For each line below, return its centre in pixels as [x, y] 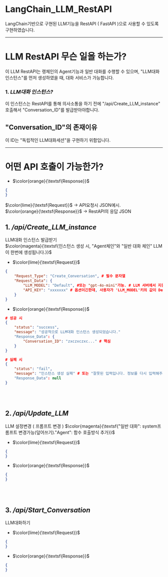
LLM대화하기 [18, 523]
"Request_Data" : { [33, 281]
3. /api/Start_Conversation [48, 510]
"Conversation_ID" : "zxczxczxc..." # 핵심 [67, 341]
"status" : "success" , [36, 327]
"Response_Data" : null [38, 378]
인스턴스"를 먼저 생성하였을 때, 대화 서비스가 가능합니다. [59, 77]
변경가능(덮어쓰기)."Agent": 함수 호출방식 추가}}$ [66, 432]
